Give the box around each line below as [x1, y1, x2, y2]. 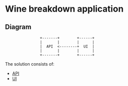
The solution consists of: [5, 61, 55, 67]
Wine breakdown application [5, 3, 124, 15]
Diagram [5, 23, 32, 31]
